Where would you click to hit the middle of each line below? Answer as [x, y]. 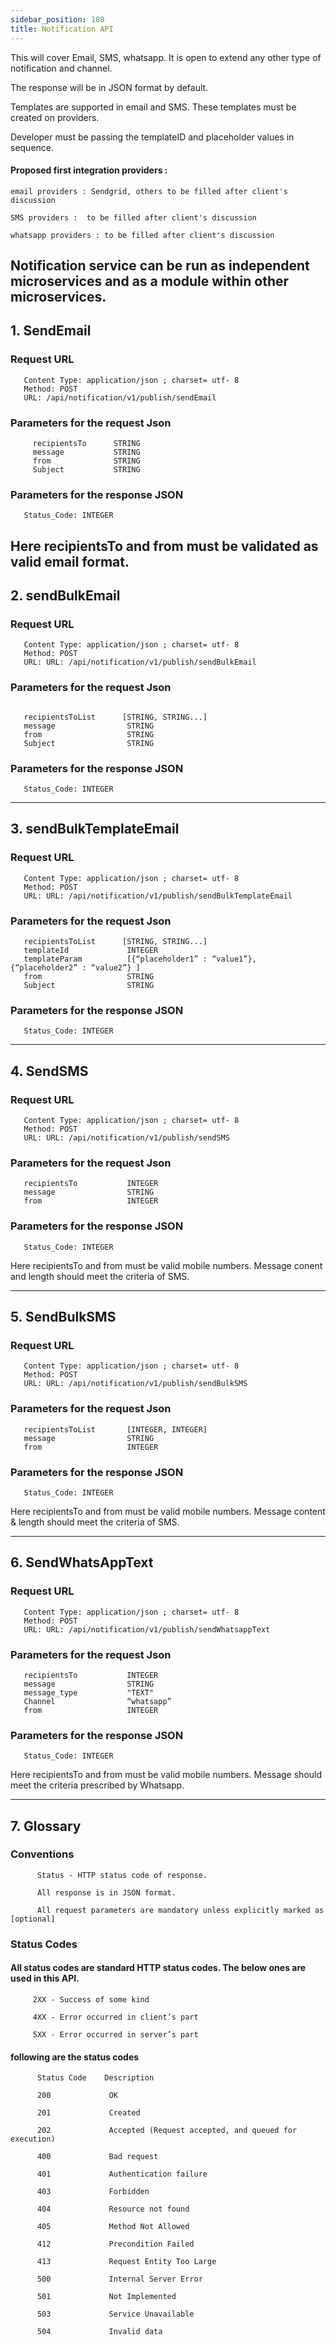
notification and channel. [61, 68]
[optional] [33, 1919]
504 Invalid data [99, 2332]
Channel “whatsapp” [97, 1701]
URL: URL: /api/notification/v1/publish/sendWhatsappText [147, 1629]
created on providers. [55, 117]
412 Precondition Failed [115, 2244]
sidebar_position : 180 [57, 19]
